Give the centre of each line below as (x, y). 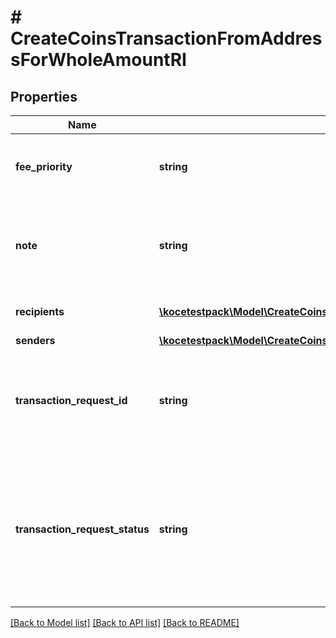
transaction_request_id (71, 400)
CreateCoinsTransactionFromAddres (166, 38)
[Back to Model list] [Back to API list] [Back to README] (125, 622)
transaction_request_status (82, 529)
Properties (44, 96)
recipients (40, 311)
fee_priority (44, 166)
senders (35, 340)
